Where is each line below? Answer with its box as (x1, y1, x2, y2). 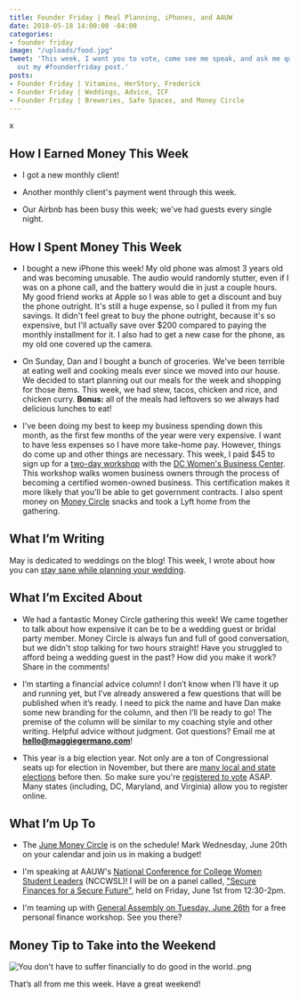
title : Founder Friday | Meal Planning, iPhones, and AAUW (9, 12, 233, 22)
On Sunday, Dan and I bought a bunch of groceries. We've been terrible (21, 356, 286, 366)
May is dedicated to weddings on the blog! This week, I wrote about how (9, 555, 276, 565)
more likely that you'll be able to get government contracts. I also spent (21, 487, 283, 497)
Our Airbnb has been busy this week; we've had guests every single (21, 204, 272, 215)
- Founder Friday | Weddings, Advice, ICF (9, 87, 169, 96)
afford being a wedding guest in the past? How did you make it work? (21, 652, 277, 662)
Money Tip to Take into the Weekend (9, 937, 216, 953)
